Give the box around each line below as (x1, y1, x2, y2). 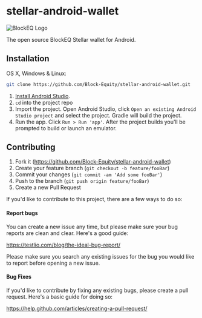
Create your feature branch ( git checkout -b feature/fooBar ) (15, 165, 170, 172)
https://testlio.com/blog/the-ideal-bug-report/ (6, 241, 121, 248)
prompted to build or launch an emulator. (15, 124, 117, 131)
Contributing (6, 142, 56, 153)
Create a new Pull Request (15, 184, 82, 191)
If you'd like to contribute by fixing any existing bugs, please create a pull (6, 287, 189, 294)
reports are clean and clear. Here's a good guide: (6, 229, 129, 237)
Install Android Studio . (15, 92, 71, 99)
